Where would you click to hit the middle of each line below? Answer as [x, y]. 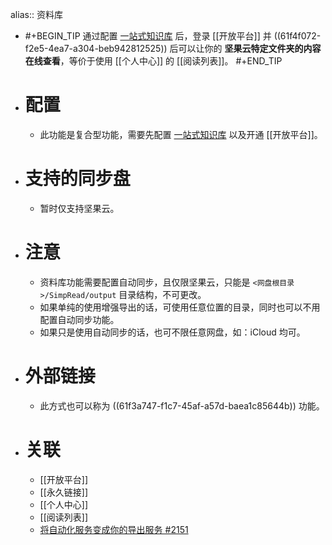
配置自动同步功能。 [79, 319]
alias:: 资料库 [36, 14]
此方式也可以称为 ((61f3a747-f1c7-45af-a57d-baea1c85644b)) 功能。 [182, 405]
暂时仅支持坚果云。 [79, 208]
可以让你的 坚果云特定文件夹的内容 [250, 48]
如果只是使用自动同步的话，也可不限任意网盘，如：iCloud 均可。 [172, 332]
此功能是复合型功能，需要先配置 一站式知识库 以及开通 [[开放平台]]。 [181, 134]
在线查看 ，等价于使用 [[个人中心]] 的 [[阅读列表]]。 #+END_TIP [153, 61]
